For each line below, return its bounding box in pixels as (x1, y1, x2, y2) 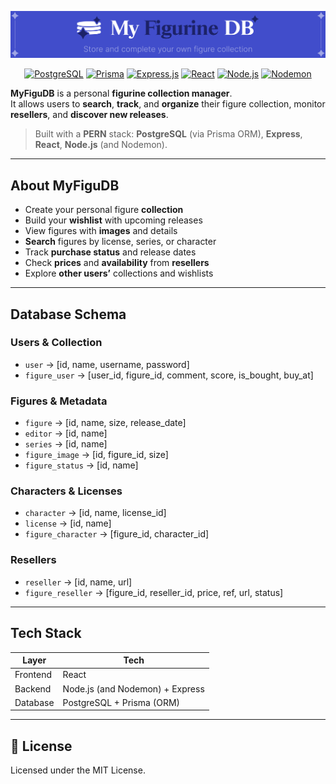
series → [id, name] (24, 438, 108, 450)
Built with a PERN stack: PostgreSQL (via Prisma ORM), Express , (34, 128, 303, 140)
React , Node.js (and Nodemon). (34, 139, 168, 151)
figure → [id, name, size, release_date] (24, 417, 187, 429)
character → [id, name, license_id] (24, 507, 167, 519)
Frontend (14, 669, 53, 681)
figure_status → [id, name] (24, 459, 139, 471)
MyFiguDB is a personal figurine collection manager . (10, 87, 233, 100)
